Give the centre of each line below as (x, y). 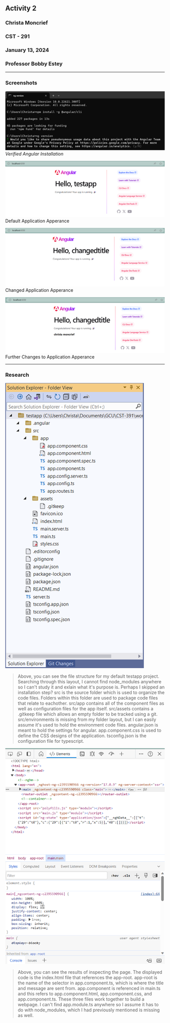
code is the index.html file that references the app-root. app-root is (88, 978)
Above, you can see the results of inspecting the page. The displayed (90, 972)
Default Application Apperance (37, 221)
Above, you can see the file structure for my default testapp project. (88, 676)
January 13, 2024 (27, 50)
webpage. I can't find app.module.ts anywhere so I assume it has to (88, 1005)
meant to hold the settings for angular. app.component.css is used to (90, 730)
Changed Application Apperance (39, 290)
